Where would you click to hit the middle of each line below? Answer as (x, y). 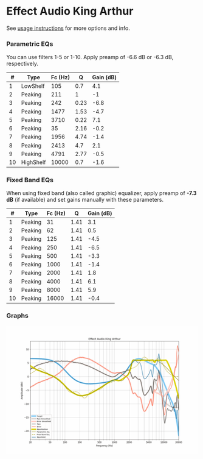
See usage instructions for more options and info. (68, 28)
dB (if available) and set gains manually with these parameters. (85, 200)
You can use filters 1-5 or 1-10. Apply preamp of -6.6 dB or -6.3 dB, (90, 57)
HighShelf (33, 162)
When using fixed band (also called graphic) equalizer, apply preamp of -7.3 (101, 193)
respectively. (22, 64)
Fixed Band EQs (30, 180)
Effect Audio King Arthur (70, 11)
